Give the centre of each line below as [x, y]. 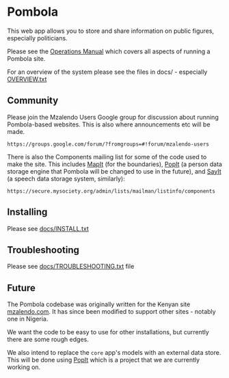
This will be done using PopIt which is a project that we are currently [104, 360]
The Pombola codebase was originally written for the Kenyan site [99, 304]
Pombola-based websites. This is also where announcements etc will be [109, 124]
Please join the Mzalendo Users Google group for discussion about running [113, 117]
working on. [24, 367]
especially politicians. [37, 38]
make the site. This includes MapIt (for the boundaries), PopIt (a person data [114, 164]
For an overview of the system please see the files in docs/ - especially [107, 72]
